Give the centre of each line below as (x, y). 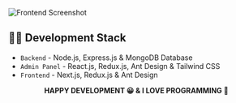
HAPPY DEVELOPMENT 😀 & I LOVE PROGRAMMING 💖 (136, 90)
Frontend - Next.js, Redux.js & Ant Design (89, 75)
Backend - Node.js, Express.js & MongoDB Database (106, 58)
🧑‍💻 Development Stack (68, 38)
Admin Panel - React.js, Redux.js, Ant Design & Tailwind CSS (120, 66)
